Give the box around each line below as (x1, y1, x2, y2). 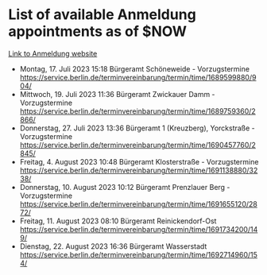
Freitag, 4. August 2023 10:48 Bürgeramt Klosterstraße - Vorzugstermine (19, 157, 259, 166)
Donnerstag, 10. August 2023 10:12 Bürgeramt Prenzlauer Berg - (19, 182, 230, 192)
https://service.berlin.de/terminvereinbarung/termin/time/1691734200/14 (19, 224, 258, 234)
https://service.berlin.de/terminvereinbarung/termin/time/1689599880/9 (19, 72, 257, 82)
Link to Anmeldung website (8, 48, 98, 58)
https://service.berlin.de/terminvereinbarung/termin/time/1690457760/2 (19, 140, 257, 149)
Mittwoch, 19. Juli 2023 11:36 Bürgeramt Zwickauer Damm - (19, 89, 216, 99)
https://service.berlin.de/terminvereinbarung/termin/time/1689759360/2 (19, 106, 256, 116)
